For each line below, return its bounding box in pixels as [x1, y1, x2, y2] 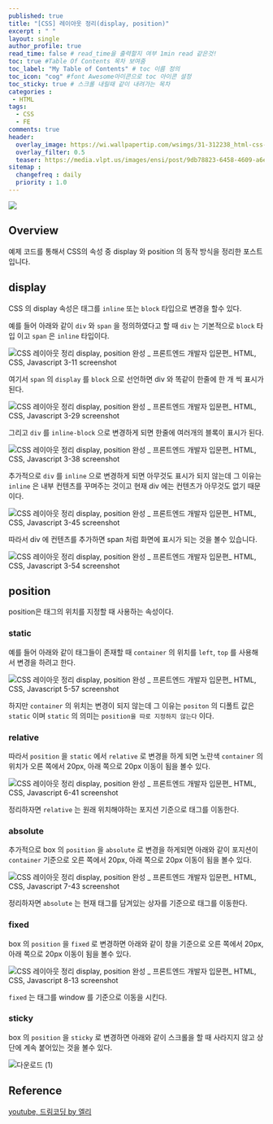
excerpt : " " [8, 27, 57, 35]
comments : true [8, 125, 60, 133]
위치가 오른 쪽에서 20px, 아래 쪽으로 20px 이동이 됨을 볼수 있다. [8, 761, 211, 771]
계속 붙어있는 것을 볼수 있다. [23, 1043, 113, 1052]
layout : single [8, 34, 60, 43]
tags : [8, 103, 27, 111]
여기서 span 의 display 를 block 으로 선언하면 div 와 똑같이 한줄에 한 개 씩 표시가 [8, 374, 264, 383]
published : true [8, 11, 63, 20]
